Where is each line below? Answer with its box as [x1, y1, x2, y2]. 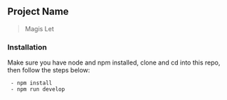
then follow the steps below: [7, 66, 90, 74]
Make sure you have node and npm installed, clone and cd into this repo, [7, 58, 221, 67]
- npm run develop [10, 86, 65, 93]
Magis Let [24, 24, 55, 33]
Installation [7, 42, 48, 52]
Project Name [7, 6, 69, 18]
